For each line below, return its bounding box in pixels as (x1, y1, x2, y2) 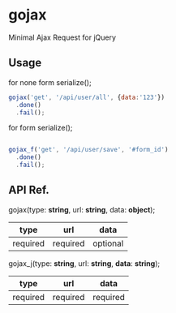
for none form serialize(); (8, 77, 92, 87)
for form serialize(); (8, 123, 73, 133)
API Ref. (8, 183, 50, 197)
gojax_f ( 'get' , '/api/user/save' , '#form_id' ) (8, 146, 169, 154)
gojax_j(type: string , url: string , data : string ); (8, 258, 161, 268)
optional (92, 238, 124, 249)
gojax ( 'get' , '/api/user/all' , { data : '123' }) (8, 93, 165, 101)
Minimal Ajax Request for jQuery (8, 32, 116, 42)
